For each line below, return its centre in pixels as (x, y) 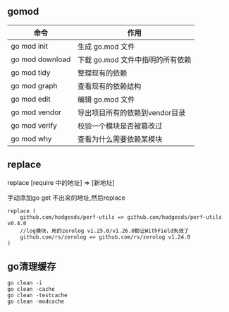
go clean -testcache (38, 296)
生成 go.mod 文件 (106, 47)
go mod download (41, 59)
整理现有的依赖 (102, 73)
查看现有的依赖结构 (109, 86)
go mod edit (31, 99)
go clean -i (25, 283)
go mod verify (34, 125)
